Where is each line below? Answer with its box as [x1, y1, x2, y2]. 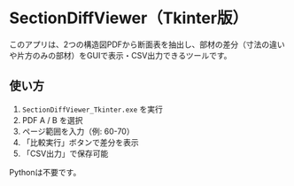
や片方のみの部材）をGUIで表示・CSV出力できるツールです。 [9, 50, 232, 60]
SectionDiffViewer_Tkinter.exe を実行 [21, 104, 164, 114]
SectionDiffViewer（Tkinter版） [9, 8, 249, 28]
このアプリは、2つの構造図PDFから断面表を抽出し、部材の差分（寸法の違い [9, 39, 285, 50]
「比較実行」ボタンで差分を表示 [21, 136, 139, 147]
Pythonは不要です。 [9, 167, 81, 177]
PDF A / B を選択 [21, 114, 83, 125]
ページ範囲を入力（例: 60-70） [21, 126, 135, 136]
